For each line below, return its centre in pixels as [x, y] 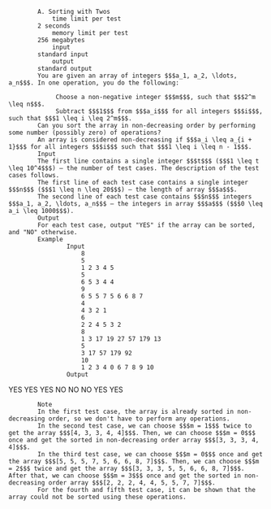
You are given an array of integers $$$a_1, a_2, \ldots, [138, 76]
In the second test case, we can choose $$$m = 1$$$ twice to [145, 426]
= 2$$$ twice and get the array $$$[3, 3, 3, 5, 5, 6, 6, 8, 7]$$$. [127, 468]
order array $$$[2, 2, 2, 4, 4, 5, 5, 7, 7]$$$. [132, 483]
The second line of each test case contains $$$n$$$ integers [145, 197]
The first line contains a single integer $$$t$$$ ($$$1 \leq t [148, 161]
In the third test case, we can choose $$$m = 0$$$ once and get [151, 455]
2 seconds [54, 26]
